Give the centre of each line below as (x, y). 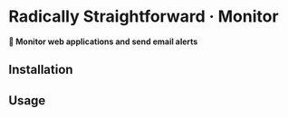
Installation (41, 70)
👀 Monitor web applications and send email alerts (103, 41)
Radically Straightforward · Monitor (144, 17)
